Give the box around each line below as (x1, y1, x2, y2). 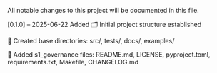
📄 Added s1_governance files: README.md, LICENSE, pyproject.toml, (7, 50, 211, 59)
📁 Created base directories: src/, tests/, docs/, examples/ (7, 37, 175, 45)
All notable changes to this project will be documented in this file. (7, 6, 200, 14)
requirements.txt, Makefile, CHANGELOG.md (7, 58, 139, 66)
